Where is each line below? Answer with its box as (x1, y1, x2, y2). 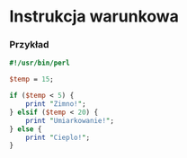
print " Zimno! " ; (25, 100, 87, 109)
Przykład (9, 39, 49, 51)
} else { (9, 124, 42, 134)
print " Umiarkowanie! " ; (25, 116, 115, 125)
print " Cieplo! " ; (25, 133, 91, 142)
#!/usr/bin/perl (9, 58, 70, 68)
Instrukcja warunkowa (9, 6, 180, 27)
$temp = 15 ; (9, 75, 54, 84)
